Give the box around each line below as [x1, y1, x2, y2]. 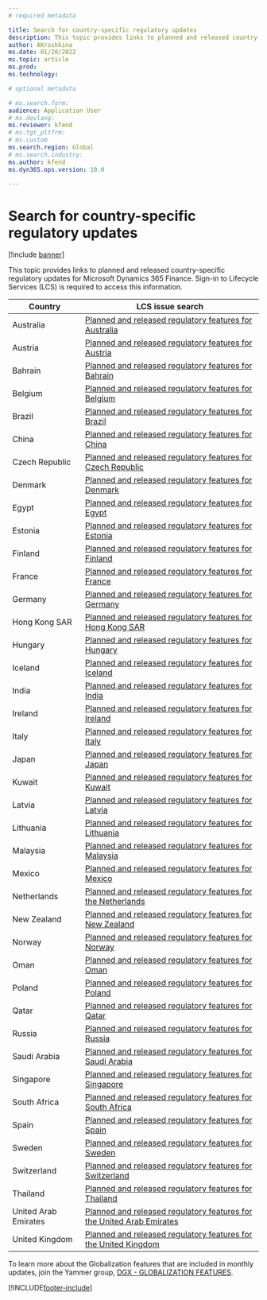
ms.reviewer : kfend [8, 121, 73, 130]
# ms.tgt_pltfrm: [8, 129, 66, 137]
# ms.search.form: [8, 99, 69, 107]
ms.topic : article [8, 56, 69, 64]
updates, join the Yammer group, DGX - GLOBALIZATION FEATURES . [8, 1267, 234, 1277]
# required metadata [8, 11, 77, 20]
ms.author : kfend [8, 158, 66, 166]
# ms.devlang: [8, 114, 56, 122]
